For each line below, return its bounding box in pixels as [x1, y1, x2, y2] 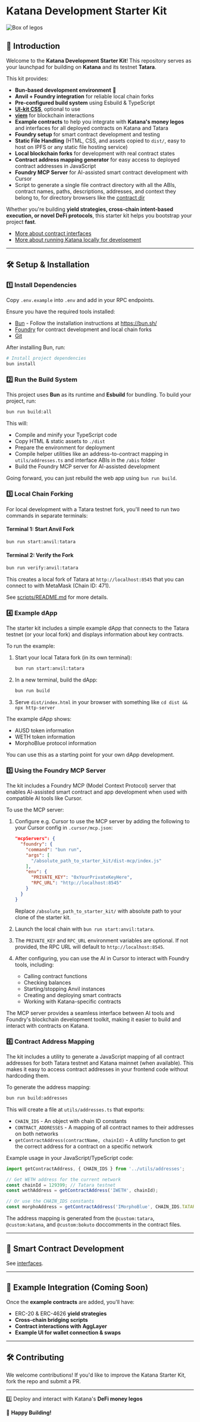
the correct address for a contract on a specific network [14, 1143, 153, 1150]
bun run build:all [6, 409, 52, 415]
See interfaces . [6, 1259, 43, 1267]
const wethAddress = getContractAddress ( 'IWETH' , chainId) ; [6, 1187, 159, 1194]
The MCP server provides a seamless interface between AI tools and [6, 1009, 175, 1016]
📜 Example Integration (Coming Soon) [6, 1283, 149, 1293]
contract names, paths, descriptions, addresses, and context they [14, 188, 177, 195]
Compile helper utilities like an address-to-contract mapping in [14, 450, 168, 458]
